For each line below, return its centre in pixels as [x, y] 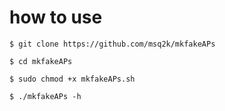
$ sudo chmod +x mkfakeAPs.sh [72, 79]
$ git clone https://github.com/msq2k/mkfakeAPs [112, 44]
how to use [56, 17]
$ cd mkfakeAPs [41, 61]
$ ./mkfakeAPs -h [45, 96]
